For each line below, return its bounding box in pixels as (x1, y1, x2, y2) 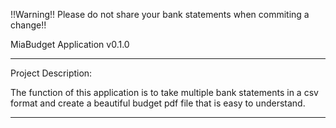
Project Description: (10, 67, 93, 79)
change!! (10, 19, 47, 31)
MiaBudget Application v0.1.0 (10, 39, 130, 50)
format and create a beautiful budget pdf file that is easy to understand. (10, 97, 306, 109)
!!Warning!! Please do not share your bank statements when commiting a (10, 9, 310, 20)
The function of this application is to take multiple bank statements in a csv (10, 87, 319, 98)
